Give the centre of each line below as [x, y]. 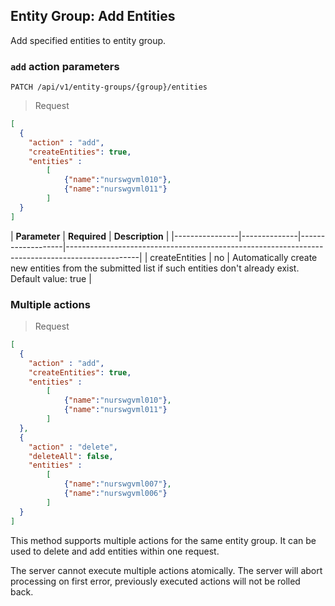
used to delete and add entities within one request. [115, 551]
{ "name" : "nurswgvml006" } [115, 494]
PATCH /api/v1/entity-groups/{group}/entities [109, 87]
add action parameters [65, 66]
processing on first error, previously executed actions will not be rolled [155, 581]
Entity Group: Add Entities [93, 16]
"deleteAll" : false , [71, 456]
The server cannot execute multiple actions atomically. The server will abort [166, 570]
